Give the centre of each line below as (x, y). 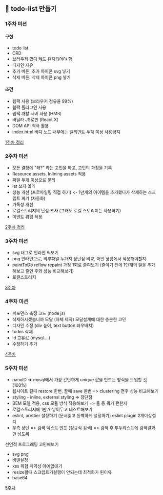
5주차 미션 (17, 368)
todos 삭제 (22, 331)
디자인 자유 (23, 65)
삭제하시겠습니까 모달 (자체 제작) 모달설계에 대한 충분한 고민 (69, 319)
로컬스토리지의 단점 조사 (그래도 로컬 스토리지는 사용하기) (66, 211)
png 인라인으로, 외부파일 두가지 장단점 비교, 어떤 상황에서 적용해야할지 (79, 259)
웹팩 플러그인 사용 (29, 107)
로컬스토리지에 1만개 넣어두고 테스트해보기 (52, 409)
